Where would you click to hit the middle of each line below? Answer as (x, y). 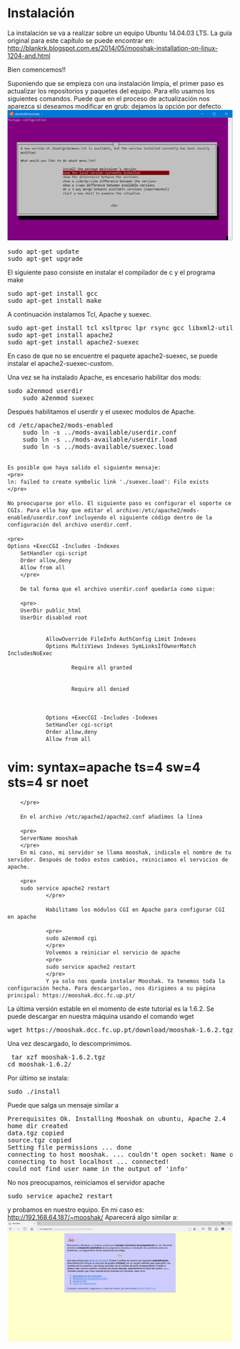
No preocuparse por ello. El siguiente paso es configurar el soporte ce (120, 503)
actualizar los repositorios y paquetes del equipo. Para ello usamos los (111, 91)
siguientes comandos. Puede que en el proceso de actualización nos (109, 99)
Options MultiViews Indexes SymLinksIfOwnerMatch (121, 646)
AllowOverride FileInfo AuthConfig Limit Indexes (121, 639)
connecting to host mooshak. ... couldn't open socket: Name (117, 1154)
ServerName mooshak (49, 838)
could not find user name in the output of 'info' (98, 1169)
